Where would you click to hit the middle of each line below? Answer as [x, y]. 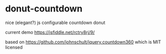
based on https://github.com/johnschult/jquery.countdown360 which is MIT [83, 42]
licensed [14, 47]
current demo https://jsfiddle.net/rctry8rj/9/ [50, 32]
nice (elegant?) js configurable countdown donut [55, 22]
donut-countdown [44, 9]
